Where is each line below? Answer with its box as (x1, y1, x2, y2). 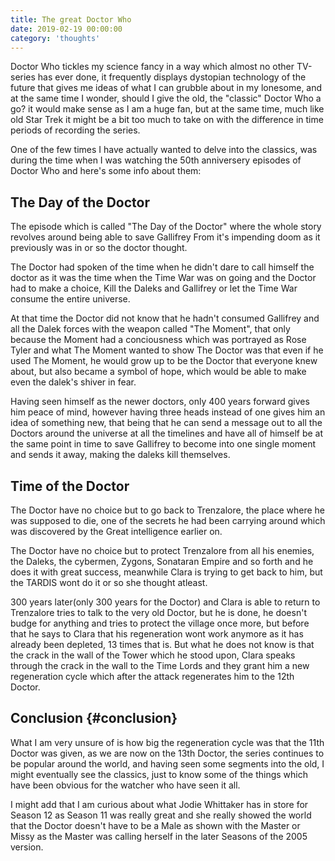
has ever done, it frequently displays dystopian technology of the (37, 71, 307, 83)
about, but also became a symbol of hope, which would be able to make (10, 366, 307, 378)
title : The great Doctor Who (10, 14, 132, 25)
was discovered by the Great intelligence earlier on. (10, 526, 223, 537)
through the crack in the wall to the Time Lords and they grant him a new (10, 660, 310, 671)
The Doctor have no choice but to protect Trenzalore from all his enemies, (10, 545, 315, 556)
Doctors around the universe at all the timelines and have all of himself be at (10, 427, 324, 440)
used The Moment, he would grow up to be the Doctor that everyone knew (10, 355, 318, 367)
